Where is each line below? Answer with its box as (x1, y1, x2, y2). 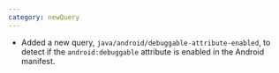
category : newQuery (8, 12, 80, 22)
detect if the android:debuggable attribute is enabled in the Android (20, 46, 265, 57)
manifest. (20, 55, 56, 66)
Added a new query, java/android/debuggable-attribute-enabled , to (20, 37, 271, 47)
